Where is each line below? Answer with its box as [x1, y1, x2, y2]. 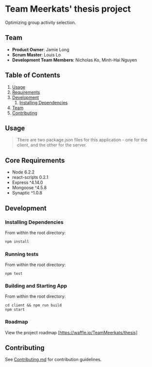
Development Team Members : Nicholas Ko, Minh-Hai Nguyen [12, 57, 137, 63]
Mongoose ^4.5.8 [12, 185, 47, 191]
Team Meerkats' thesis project [5, 3, 131, 15]
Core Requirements [5, 156, 65, 164]
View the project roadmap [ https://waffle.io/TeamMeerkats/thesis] [5, 329, 137, 335]
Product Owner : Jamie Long [12, 46, 69, 52]
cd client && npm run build [5, 303, 62, 308]
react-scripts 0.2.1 [12, 174, 49, 180]
